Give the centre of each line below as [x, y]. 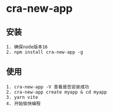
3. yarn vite [22, 97]
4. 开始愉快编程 [23, 103]
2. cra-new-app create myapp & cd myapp [57, 92]
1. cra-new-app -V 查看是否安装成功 [48, 87]
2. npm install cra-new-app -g [45, 52]
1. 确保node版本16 [27, 47]
